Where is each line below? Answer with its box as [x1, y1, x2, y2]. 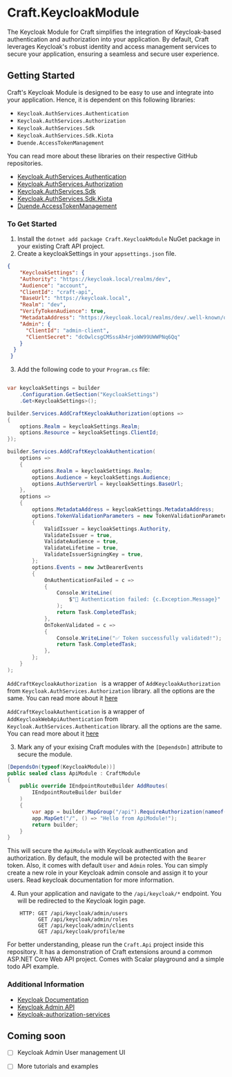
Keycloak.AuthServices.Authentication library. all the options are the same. [7, 722, 222, 730]
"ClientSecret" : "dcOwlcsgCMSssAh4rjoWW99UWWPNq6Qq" [25, 333, 181, 340]
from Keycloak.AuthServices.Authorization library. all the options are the [7, 686, 215, 695]
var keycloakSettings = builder [7, 385, 100, 392]
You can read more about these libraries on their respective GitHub [7, 151, 198, 160]
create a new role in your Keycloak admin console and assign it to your [7, 869, 209, 877]
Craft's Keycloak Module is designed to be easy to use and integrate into [7, 88, 214, 96]
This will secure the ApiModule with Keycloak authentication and [7, 847, 188, 855]
